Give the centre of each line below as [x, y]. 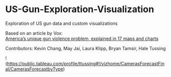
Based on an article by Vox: [34, 33]
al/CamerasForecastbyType [34, 69]
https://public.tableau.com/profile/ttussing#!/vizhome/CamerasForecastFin [86, 63]
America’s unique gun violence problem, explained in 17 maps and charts [82, 38]
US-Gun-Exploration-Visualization [80, 9]
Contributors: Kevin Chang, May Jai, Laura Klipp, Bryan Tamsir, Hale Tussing [86, 48]
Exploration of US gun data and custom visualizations [62, 23]
